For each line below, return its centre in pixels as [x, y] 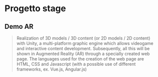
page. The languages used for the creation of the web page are [80, 59]
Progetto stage [35, 9]
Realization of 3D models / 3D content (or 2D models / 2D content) [83, 38]
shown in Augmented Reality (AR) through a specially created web [83, 54]
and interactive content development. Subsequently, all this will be [83, 48]
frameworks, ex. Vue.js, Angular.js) [52, 69]
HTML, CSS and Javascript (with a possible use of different [76, 64]
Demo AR [19, 27]
